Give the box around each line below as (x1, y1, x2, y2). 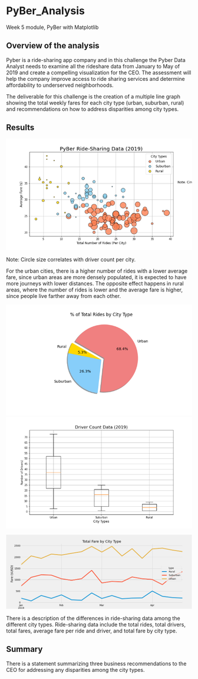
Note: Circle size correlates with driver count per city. (6, 255, 136, 263)
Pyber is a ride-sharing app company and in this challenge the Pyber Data (6, 56, 186, 63)
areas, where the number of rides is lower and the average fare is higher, (6, 286, 183, 293)
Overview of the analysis (6, 41, 100, 51)
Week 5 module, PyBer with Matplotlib (6, 24, 99, 31)
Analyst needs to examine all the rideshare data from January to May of (6, 63, 180, 70)
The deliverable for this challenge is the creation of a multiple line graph (6, 93, 181, 100)
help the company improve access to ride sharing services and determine (6, 75, 185, 82)
